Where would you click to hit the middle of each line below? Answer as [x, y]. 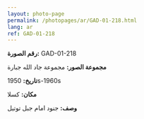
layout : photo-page [36, 14]
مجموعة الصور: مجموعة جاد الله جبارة [57, 67]
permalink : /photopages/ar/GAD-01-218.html [72, 20]
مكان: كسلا [22, 94]
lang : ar [20, 27]
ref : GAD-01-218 [31, 33]
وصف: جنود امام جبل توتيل [42, 108]
